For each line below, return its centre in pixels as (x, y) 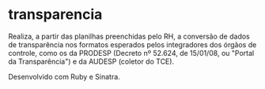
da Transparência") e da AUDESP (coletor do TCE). (91, 61)
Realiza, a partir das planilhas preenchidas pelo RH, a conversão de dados (129, 36)
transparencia (55, 15)
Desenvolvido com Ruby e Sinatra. (64, 76)
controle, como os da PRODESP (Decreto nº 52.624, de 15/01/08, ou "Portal (131, 53)
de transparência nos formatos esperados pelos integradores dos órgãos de (132, 44)
